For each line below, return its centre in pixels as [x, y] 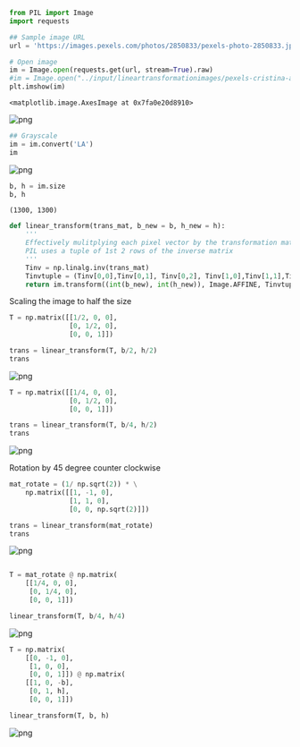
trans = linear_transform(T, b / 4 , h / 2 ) [83, 425]
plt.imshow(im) [37, 87]
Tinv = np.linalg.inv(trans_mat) [87, 267]
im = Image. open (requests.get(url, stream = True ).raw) [112, 70]
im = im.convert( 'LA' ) [51, 144]
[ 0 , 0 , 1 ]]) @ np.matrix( [77, 675]
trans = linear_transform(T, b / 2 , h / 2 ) [83, 351]
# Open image [33, 62]
